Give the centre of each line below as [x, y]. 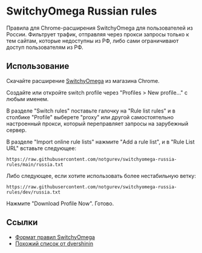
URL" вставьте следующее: [41, 148]
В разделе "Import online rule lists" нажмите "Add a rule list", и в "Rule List [100, 142]
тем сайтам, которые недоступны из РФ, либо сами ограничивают [93, 41]
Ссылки [22, 222]
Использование [38, 66]
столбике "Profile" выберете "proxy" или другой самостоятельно [90, 117]
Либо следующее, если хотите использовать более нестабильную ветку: [101, 176]
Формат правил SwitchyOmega [55, 237]
